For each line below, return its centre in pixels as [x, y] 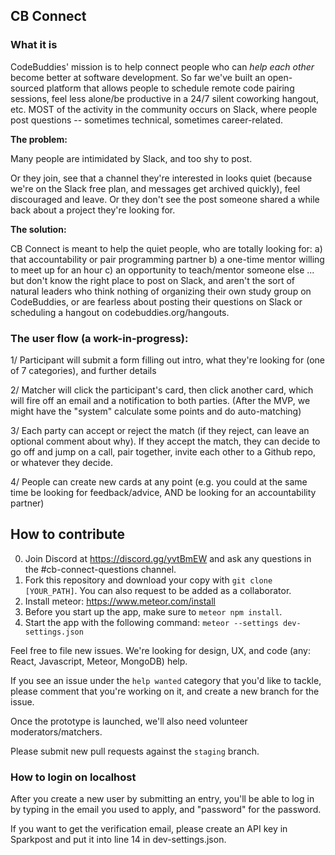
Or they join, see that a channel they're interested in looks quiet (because [161, 178]
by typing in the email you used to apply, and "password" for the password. [166, 810]
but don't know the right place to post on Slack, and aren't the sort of [153, 280]
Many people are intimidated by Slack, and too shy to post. [131, 158]
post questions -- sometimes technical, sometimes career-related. [147, 120]
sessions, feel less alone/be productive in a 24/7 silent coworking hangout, [164, 98]
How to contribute [68, 534]
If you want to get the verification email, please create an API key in [149, 829]
